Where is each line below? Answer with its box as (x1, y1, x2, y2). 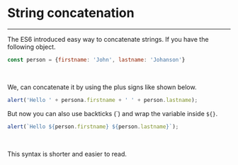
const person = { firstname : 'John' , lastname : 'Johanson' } (7, 56, 186, 63)
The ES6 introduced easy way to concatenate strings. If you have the (7, 35, 209, 43)
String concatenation (7, 5, 135, 21)
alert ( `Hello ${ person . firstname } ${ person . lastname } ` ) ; (7, 123, 179, 130)
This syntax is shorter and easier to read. (7, 149, 127, 158)
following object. (7, 42, 56, 51)
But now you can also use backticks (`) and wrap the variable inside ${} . (7, 109, 218, 118)
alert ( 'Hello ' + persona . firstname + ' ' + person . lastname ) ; (7, 96, 198, 103)
